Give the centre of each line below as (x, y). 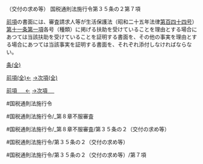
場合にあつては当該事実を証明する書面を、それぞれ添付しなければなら (99, 44)
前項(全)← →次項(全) (32, 78)
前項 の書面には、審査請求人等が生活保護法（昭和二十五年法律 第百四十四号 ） (102, 22)
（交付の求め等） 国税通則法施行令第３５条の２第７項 (73, 9)
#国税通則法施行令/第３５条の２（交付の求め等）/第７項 (76, 155)
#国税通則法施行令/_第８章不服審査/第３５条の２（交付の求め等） (88, 129)
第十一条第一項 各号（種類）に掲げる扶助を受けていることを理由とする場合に (102, 29)
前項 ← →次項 (27, 90)
